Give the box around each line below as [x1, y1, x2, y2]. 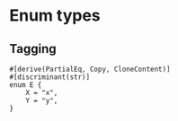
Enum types [9, 5, 101, 26]
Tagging [9, 41, 57, 56]
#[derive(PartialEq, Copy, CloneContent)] [9, 65, 171, 73]
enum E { [9, 81, 42, 90]
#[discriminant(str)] [9, 73, 91, 82]
